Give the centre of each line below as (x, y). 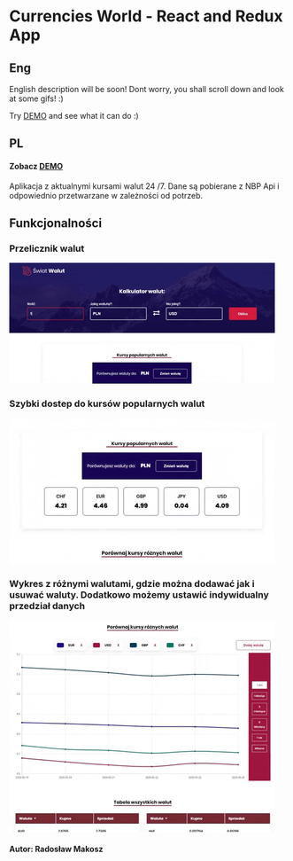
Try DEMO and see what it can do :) (74, 116)
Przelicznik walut (47, 248)
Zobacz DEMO (36, 166)
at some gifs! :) (36, 98)
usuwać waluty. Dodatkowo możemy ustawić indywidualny (139, 594)
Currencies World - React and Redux (146, 16)
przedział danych (47, 606)
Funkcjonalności (56, 223)
